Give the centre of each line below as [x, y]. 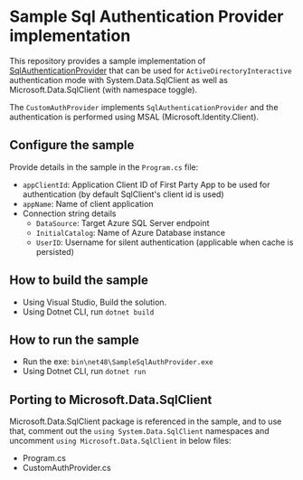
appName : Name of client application [88, 203]
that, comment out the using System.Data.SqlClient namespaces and [139, 431]
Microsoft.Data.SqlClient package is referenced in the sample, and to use [146, 421]
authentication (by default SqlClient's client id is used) [123, 194]
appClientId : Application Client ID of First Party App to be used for [146, 184]
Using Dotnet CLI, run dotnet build [88, 311]
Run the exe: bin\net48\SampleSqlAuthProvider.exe [118, 362]
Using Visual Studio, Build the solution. [95, 302]
